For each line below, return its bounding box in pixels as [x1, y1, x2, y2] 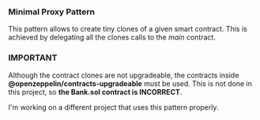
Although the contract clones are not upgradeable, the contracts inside [8, 70, 239, 80]
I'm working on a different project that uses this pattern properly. [8, 102, 219, 112]
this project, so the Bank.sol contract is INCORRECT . [8, 87, 183, 96]
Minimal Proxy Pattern [8, 6, 96, 17]
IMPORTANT [8, 52, 58, 63]
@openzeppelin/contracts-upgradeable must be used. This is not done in [8, 78, 253, 88]
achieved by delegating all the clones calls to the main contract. [8, 32, 216, 42]
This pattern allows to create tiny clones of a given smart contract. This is [8, 24, 247, 34]
